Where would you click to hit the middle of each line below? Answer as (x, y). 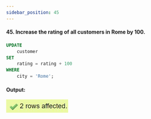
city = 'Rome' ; (35, 77)
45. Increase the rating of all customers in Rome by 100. (76, 32)
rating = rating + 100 (45, 64)
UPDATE (14, 45)
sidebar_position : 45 (33, 12)
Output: (16, 90)
